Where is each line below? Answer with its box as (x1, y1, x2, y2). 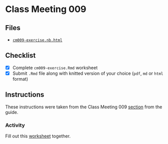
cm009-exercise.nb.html (12, 38, 63, 43)
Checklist (5, 51, 36, 60)
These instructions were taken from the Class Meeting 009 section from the (5, 104, 162, 110)
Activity (5, 121, 25, 128)
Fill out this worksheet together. (5, 133, 71, 139)
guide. (5, 109, 19, 115)
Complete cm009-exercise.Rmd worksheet (12, 64, 98, 71)
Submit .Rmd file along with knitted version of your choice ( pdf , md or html (12, 70, 163, 76)
